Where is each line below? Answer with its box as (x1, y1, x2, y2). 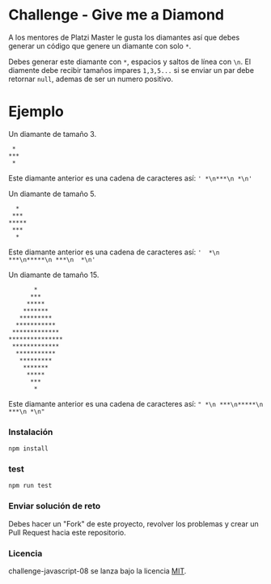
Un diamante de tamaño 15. (8, 270, 100, 279)
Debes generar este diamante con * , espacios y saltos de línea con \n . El (8, 57, 252, 66)
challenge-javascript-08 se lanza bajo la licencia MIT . (8, 566, 187, 576)
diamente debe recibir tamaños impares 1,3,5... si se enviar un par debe (8, 65, 255, 75)
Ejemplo (8, 103, 65, 121)
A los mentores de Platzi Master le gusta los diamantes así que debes (8, 32, 240, 42)
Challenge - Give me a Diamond (8, 6, 225, 24)
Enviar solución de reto (8, 501, 101, 512)
